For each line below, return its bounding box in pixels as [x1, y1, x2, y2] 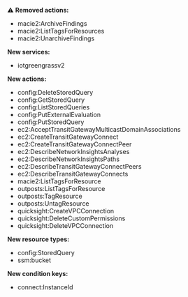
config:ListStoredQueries [17, 103, 90, 111]
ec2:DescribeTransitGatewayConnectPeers [17, 162, 142, 170]
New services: [7, 48, 50, 56]
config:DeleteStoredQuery [17, 89, 94, 96]
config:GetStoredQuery [17, 96, 85, 104]
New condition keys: [7, 270, 68, 277]
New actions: [7, 75, 47, 83]
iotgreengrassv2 [17, 61, 65, 69]
